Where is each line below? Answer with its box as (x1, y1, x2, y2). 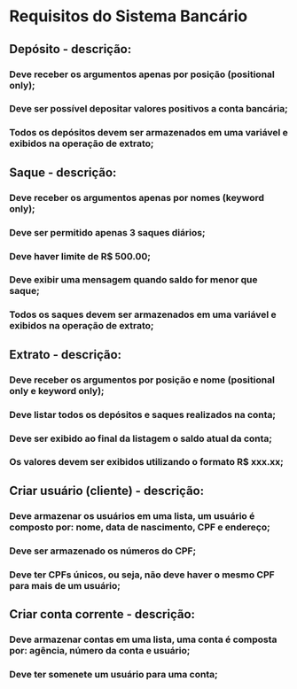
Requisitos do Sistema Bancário (9, 6, 248, 27)
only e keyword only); (9, 384, 105, 397)
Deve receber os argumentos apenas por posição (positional (9, 68, 275, 81)
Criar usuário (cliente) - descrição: (9, 483, 205, 498)
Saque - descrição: (9, 165, 117, 180)
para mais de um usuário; (9, 579, 121, 592)
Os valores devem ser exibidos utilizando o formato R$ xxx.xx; (9, 456, 284, 468)
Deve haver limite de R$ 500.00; (9, 250, 151, 262)
